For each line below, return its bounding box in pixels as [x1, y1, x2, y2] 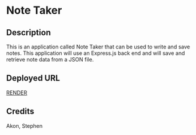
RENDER [6, 89, 28, 96]
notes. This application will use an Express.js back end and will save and [6, 50, 185, 57]
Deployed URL [6, 73, 61, 84]
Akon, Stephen [6, 122, 43, 129]
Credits [6, 106, 35, 116]
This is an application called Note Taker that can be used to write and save [6, 43, 191, 50]
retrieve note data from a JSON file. [6, 56, 94, 63]
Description [6, 27, 51, 38]
